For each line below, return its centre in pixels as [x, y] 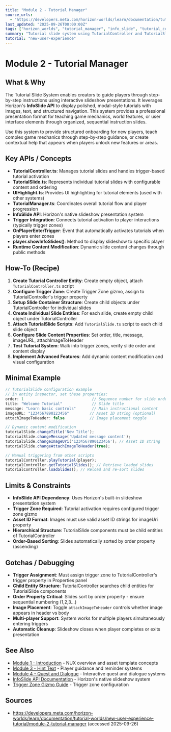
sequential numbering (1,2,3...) [45, 602]
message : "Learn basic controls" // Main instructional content [82, 409]
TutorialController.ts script [43, 286]
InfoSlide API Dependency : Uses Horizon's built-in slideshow [77, 498]
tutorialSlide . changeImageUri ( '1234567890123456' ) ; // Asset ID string [83, 442]
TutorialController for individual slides [52, 308]
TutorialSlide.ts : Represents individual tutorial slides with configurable [87, 182]
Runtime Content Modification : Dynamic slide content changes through [88, 247]
